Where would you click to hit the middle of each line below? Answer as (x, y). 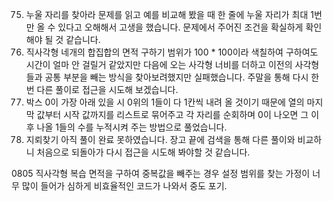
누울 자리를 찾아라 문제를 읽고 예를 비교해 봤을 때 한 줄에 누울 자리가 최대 (167, 14)
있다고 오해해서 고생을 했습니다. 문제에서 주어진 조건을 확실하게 (180, 27)
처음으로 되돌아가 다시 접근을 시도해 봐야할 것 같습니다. (143, 152)
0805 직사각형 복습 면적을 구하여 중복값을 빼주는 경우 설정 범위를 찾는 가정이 (161, 173)
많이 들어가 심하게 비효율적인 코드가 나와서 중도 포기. (124, 186)
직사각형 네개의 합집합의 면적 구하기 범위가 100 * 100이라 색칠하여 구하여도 (172, 52)
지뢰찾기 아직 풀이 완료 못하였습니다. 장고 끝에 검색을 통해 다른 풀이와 (160, 139)
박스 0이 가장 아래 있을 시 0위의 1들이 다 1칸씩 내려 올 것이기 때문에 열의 (165, 102)
